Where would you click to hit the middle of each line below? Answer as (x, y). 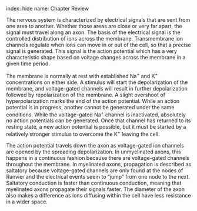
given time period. (28, 63)
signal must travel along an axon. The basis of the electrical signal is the (93, 32)
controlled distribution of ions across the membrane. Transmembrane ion (95, 38)
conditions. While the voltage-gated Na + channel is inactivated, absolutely (96, 114)
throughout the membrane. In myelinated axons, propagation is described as (99, 164)
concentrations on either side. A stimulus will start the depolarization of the (97, 82)
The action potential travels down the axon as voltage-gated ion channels (95, 145)
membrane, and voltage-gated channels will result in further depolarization (97, 88)
